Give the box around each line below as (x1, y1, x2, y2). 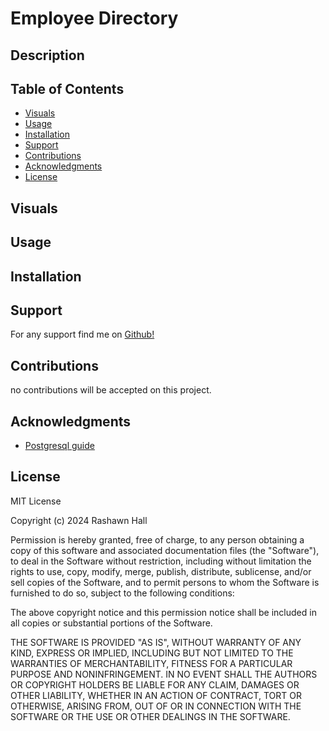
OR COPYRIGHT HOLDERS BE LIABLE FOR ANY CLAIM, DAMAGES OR (10, 678, 300, 691)
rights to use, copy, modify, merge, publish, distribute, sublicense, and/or (10, 565, 312, 577)
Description (10, 47, 85, 64)
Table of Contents (10, 80, 125, 97)
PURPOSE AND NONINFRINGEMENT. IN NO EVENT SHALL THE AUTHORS (10, 668, 318, 680)
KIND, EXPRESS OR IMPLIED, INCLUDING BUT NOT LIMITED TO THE (10, 647, 294, 659)
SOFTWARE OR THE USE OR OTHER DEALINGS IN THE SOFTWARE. (10, 710, 291, 722)
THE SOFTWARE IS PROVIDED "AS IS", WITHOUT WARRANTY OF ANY (10, 636, 302, 648)
